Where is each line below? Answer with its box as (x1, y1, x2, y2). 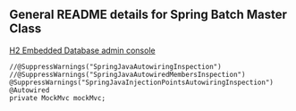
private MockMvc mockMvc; (9, 93, 106, 102)
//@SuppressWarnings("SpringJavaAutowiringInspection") (9, 62, 222, 71)
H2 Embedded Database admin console (9, 45, 156, 55)
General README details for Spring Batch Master (9, 7, 288, 22)
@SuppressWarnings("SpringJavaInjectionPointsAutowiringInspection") (9, 78, 275, 87)
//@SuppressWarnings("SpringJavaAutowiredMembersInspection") (9, 70, 246, 79)
